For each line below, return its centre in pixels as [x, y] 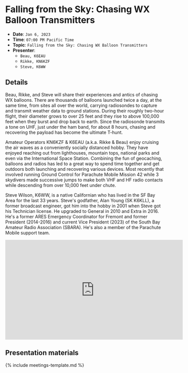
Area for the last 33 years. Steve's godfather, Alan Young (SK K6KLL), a [80, 200]
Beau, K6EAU [33, 56]
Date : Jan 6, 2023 [31, 34]
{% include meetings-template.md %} [45, 365]
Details [16, 82]
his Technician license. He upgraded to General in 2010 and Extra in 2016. [82, 211]
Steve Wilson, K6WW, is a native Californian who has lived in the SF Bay [80, 195]
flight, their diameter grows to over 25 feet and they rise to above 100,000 [82, 116]
